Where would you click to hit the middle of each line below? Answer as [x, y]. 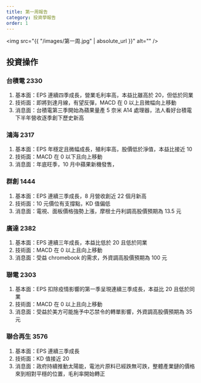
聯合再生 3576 [27, 336]
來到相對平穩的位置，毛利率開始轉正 [60, 373]
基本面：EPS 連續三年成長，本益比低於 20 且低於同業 [81, 242]
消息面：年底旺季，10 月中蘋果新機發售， [66, 165]
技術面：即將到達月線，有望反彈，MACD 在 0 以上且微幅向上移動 [96, 103]
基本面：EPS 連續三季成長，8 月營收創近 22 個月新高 [81, 196]
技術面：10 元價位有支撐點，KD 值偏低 [62, 203]
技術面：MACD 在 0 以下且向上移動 [59, 157]
